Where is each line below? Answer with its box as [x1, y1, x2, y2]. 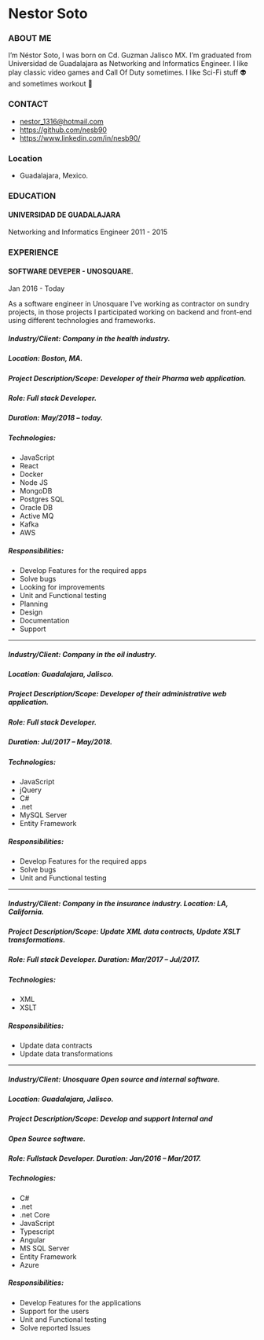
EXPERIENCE [8, 247, 59, 258]
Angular [19, 1235, 46, 1244]
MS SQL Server [19, 1243, 70, 1253]
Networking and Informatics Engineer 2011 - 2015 [8, 227, 168, 237]
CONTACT [8, 99, 49, 110]
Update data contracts [19, 1041, 93, 1050]
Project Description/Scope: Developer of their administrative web [8, 689, 227, 699]
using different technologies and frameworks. [8, 316, 156, 325]
